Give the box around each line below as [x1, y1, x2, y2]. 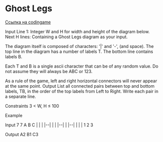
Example [5, 112, 23, 118]
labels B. [5, 53, 22, 59]
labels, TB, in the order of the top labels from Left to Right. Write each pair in [5, 88, 159, 94]
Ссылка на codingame [5, 19, 51, 25]
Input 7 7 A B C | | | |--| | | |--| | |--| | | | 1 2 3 [5, 122, 94, 128]
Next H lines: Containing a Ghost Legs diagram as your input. [5, 34, 128, 40]
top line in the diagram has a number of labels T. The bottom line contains [5, 48, 153, 54]
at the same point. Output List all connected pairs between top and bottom [5, 83, 155, 89]
